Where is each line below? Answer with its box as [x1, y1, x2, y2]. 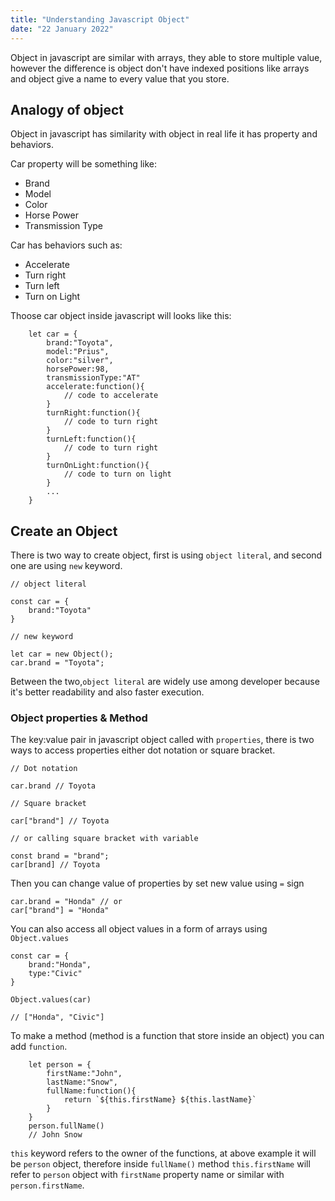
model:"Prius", [46, 347, 110, 357]
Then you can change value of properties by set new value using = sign [10, 877, 305, 890]
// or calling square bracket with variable [10, 834, 199, 844]
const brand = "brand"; [10, 851, 110, 861]
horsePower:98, [46, 364, 110, 375]
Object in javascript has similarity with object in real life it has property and [10, 128, 318, 140]
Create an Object [10, 522, 118, 540]
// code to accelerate [63, 391, 159, 401]
